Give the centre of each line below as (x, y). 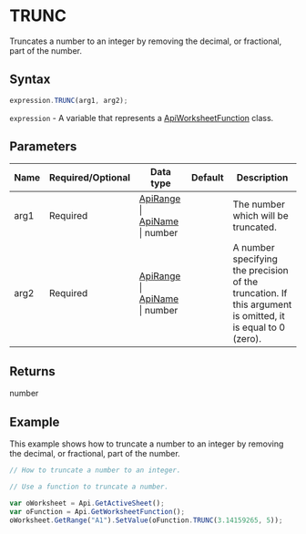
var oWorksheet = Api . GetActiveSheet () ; (87, 503)
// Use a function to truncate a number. (89, 487)
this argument (262, 304)
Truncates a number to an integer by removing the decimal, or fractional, (146, 41)
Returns (33, 371)
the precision (260, 271)
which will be (260, 216)
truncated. (255, 227)
